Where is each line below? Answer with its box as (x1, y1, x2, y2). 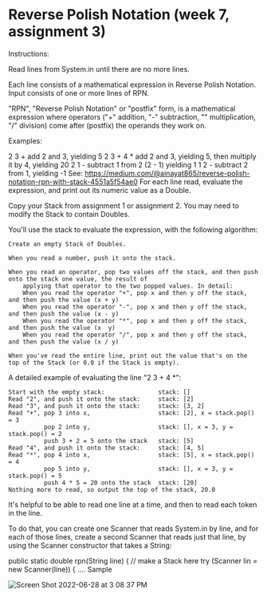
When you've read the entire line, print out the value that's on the (8, 352, 248, 359)
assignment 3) (8, 22, 106, 41)
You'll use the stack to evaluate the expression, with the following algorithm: (8, 225, 258, 234)
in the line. (8, 508, 42, 517)
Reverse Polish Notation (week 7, (8, 6, 230, 24)
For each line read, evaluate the (139, 177, 243, 187)
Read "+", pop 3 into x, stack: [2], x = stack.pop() (8, 409, 255, 417)
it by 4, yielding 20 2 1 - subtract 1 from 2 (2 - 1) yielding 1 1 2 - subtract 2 (8, 159, 249, 169)
